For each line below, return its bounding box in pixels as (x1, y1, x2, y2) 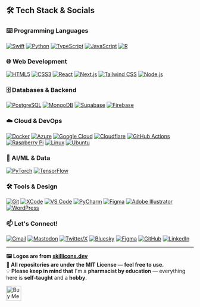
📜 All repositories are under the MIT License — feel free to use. (6, 261, 164, 268)
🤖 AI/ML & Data (6, 154, 51, 162)
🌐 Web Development (6, 57, 67, 65)
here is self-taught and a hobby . (6, 274, 87, 281)
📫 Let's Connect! (6, 220, 58, 228)
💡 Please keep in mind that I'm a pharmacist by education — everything (6, 267, 186, 275)
